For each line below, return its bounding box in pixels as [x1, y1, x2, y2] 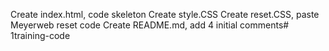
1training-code [10, 30, 71, 41]
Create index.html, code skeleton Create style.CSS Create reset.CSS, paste [10, 9, 320, 20]
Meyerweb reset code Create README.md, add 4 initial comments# [10, 19, 290, 31]
